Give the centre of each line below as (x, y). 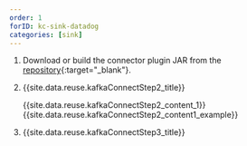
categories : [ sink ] (46, 34)
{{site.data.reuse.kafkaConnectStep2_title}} (104, 88)
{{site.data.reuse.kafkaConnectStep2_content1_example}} (130, 115)
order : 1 (26, 18)
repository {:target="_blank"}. (76, 70)
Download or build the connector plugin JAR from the (122, 61)
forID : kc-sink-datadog (54, 26)
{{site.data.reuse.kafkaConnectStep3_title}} (104, 132)
